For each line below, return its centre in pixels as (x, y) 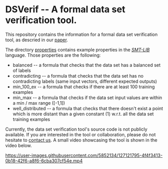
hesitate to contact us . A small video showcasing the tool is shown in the (81, 140)
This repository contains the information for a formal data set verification (81, 34)
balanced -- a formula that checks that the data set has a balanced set (87, 65)
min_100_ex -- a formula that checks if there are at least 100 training (84, 87)
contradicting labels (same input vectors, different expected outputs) (85, 81)
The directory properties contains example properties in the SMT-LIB (78, 50)
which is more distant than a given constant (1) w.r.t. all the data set (83, 114)
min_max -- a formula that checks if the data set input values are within (87, 98)
